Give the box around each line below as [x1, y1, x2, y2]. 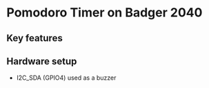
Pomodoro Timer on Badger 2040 [6, 5, 203, 21]
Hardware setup [6, 55, 77, 67]
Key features [6, 32, 63, 44]
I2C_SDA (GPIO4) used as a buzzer [16, 74, 117, 82]
